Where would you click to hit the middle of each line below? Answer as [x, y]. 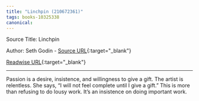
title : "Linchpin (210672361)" [45, 12]
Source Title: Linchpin [33, 40]
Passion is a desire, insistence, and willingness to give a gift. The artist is [95, 79]
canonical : [20, 22]
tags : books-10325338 [33, 17]
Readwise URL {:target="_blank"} [46, 62]
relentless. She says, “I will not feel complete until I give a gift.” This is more [98, 86]
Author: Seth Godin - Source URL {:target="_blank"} [69, 51]
